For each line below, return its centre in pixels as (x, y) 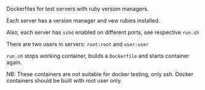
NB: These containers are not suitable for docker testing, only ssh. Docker (100, 74)
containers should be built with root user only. (64, 81)
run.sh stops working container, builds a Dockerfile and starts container (98, 56)
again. (14, 62)
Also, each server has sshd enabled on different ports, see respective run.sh (103, 32)
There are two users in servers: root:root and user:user (78, 44)
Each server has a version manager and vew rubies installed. (83, 20)
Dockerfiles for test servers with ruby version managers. (78, 9)
